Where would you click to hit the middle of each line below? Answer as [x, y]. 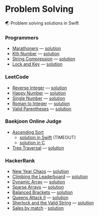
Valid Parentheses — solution [42, 108]
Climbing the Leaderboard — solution [50, 177]
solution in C [32, 143]
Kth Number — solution [36, 54]
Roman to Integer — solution [41, 103]
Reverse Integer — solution [39, 88]
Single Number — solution [38, 98]
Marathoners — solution [37, 48]
